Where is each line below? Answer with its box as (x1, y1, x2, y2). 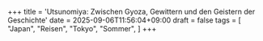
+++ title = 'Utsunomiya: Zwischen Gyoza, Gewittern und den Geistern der (7, 7, 256, 16)
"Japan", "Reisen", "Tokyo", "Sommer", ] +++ (7, 24, 157, 33)
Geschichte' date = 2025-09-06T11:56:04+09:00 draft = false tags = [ (7, 15, 242, 25)
